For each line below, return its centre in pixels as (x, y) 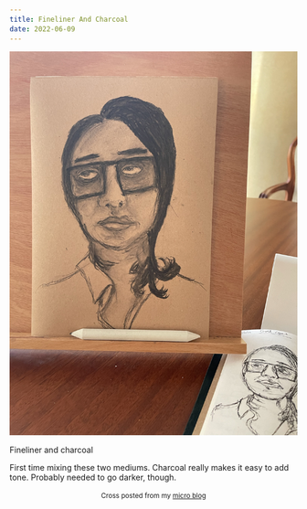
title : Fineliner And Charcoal (69, 19)
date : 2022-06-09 (42, 29)
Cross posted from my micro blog (153, 495)
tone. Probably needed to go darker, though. (93, 477)
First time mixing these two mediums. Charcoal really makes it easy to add (149, 467)
